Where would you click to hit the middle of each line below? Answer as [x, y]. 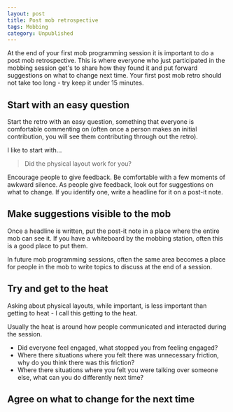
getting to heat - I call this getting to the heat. [72, 313]
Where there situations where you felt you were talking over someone [118, 370]
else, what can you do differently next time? [80, 377]
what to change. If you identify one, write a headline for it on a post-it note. [115, 192]
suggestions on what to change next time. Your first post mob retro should [114, 76]
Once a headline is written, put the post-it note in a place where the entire [113, 231]
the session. [25, 334]
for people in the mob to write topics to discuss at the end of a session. [110, 267]
